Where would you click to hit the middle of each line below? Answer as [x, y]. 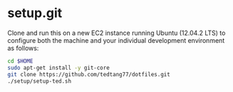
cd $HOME [20, 61]
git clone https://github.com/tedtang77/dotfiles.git [89, 74]
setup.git [35, 13]
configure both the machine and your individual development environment [116, 40]
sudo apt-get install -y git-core [59, 68]
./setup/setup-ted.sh [40, 81]
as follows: [23, 48]
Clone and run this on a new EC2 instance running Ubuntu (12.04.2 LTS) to [116, 33]
